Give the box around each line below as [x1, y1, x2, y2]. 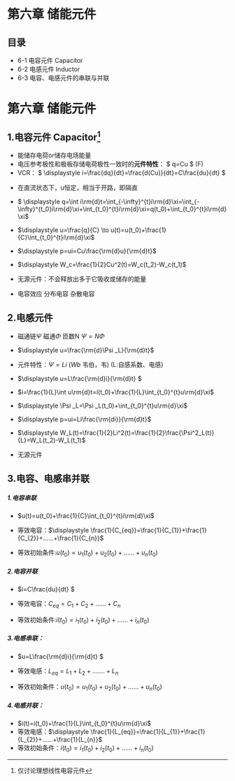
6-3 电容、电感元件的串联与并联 [17, 74, 110, 82]
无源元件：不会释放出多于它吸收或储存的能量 [17, 275, 147, 283]
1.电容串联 [7, 494, 37, 502]
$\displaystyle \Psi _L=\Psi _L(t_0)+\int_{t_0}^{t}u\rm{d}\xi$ [17, 401, 187, 410]
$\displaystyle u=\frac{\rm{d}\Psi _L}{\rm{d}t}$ [17, 345, 155, 354]
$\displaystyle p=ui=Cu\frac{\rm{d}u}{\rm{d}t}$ [17, 247, 157, 255]
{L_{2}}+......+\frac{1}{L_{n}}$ [17, 736, 103, 744]
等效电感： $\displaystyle [17, 728, 90, 736]
